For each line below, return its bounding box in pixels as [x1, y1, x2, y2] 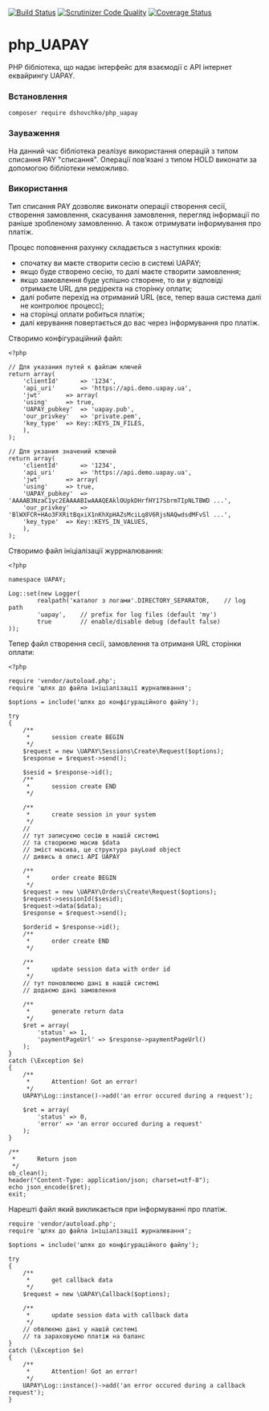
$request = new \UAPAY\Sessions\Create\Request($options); [22, 747, 225, 755]
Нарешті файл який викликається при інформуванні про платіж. [8, 1204, 227, 1213]
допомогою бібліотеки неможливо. [8, 163, 129, 173]
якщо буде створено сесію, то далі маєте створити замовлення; [19, 266, 242, 276]
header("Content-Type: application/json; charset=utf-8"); [8, 1176, 210, 1184]
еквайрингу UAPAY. [8, 71, 75, 80]
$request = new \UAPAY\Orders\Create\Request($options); [22, 888, 218, 896]
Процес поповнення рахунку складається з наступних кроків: [8, 242, 222, 252]
